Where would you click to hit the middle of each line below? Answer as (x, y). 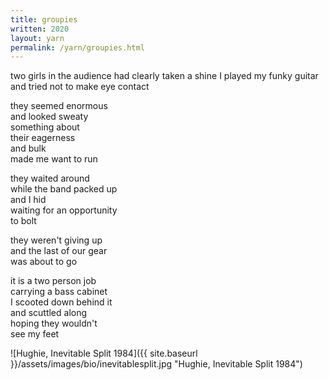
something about (45, 127)
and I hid (28, 200)
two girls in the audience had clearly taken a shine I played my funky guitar (164, 76)
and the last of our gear (59, 251)
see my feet (35, 334)
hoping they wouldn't (54, 323)
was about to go (44, 262)
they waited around (50, 178)
